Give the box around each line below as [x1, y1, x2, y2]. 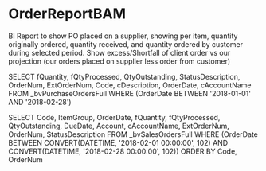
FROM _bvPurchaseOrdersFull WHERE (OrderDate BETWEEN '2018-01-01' [8, 88, 251, 98]
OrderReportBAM [8, 5, 126, 23]
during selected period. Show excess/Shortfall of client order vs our [8, 48, 231, 57]
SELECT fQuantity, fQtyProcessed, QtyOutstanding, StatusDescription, [8, 72, 241, 81]
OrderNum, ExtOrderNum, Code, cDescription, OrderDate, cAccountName [8, 80, 252, 90]
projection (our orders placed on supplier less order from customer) [8, 56, 231, 66]
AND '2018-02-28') [8, 97, 72, 107]
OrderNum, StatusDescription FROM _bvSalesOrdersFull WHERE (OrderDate [8, 129, 259, 139]
